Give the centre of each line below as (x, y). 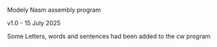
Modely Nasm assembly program (54, 10)
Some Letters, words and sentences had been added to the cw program (109, 36)
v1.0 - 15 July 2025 (34, 23)
